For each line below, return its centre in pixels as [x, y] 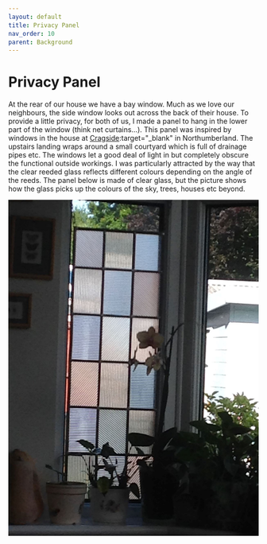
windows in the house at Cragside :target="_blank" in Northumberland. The [131, 138]
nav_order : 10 [32, 33]
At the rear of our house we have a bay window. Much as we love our [122, 104]
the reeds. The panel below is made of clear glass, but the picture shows [127, 181]
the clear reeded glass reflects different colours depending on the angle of [130, 172]
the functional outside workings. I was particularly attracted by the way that [132, 164]
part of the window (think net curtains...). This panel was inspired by [120, 130]
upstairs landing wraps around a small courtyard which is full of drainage [128, 146]
